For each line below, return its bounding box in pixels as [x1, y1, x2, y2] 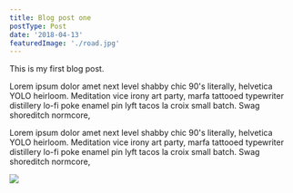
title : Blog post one [9, 13, 92, 23]
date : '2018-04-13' [9, 30, 84, 39]
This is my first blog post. [9, 63, 105, 74]
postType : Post [9, 22, 67, 31]
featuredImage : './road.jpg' [9, 38, 120, 48]
